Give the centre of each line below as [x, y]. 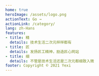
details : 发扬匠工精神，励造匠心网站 [44, 51]
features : [16, 33]
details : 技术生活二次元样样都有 [41, 42]
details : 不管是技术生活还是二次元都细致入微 [52, 61]
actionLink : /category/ [30, 24]
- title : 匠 [17, 47]
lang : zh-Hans [20, 28]
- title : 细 [17, 56]
